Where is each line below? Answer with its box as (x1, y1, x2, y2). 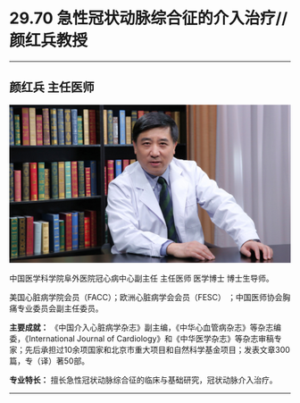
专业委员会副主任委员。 (16, 303, 104, 314)
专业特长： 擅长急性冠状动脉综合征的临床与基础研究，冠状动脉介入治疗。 (9, 374, 278, 385)
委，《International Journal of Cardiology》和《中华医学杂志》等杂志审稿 (9, 332, 274, 344)
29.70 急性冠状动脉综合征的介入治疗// (9, 8, 288, 29)
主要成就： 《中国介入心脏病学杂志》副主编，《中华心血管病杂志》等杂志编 (9, 322, 281, 332)
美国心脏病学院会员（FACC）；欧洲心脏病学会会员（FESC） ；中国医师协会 (9, 291, 283, 302)
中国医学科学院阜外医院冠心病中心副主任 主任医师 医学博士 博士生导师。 (9, 273, 274, 283)
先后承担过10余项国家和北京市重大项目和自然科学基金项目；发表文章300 (24, 344, 290, 355)
